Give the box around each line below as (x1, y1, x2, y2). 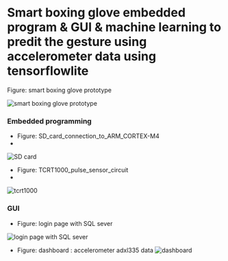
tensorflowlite (7, 63, 89, 79)
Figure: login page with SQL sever (16, 219, 113, 227)
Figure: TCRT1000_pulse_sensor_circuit (16, 166, 129, 174)
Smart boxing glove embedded (7, 5, 186, 21)
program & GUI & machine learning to (7, 19, 221, 35)
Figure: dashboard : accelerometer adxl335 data (16, 246, 154, 254)
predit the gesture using (7, 34, 147, 49)
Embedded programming (7, 116, 92, 126)
